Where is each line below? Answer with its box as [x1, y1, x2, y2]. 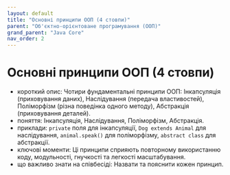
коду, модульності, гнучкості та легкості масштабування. [16, 153, 186, 161]
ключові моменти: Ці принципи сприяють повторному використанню [16, 146, 221, 154]
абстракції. [16, 138, 50, 147]
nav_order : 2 [7, 36, 45, 42]
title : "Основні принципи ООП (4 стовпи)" [7, 16, 130, 23]
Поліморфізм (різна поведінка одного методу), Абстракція [16, 102, 189, 110]
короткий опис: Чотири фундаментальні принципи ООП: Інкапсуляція [16, 87, 221, 96]
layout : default [7, 10, 54, 17]
